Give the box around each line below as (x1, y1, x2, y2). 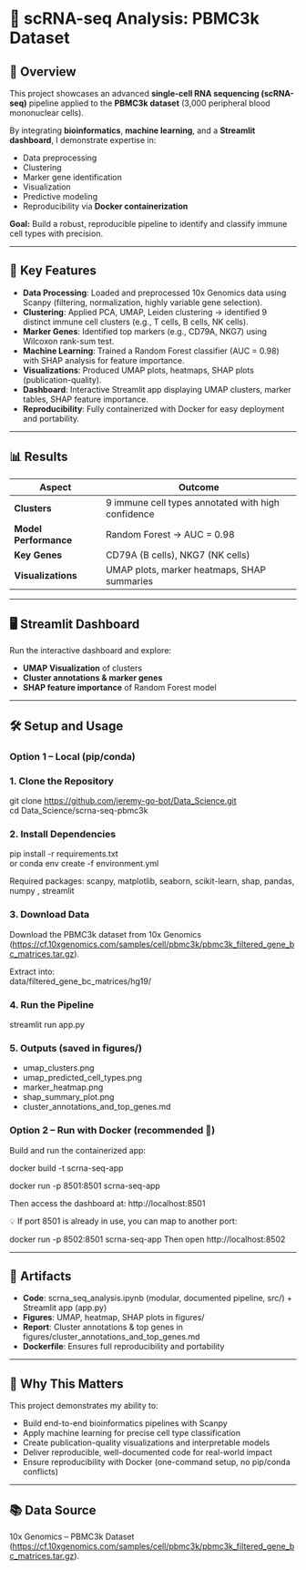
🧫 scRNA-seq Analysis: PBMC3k (9, 8, 260, 29)
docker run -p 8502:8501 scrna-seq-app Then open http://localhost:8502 (9, 1234, 286, 1245)
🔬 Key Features (9, 263, 97, 279)
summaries (106, 574, 153, 587)
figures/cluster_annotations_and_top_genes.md (22, 1331, 200, 1342)
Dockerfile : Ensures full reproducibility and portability (22, 1341, 225, 1352)
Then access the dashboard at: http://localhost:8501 (9, 1197, 206, 1208)
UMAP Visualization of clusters (22, 662, 143, 673)
